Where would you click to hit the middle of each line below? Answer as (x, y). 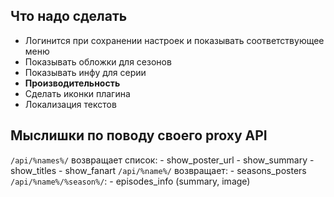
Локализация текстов (70, 104)
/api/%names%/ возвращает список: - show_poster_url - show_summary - (162, 160)
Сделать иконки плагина (77, 93)
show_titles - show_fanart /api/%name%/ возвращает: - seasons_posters (158, 170)
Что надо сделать (69, 16)
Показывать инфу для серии (85, 72)
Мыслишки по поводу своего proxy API (139, 135)
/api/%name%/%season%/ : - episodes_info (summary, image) (130, 181)
